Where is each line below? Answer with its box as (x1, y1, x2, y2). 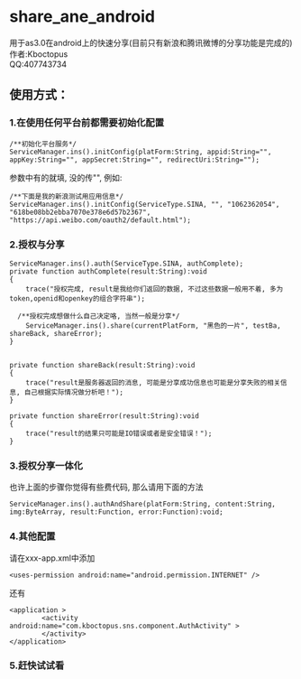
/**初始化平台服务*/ (9, 139, 78, 148)
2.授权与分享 (9, 237, 65, 250)
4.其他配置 (9, 530, 56, 543)
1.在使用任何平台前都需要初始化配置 (9, 116, 165, 129)
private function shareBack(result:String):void (9, 360, 196, 369)
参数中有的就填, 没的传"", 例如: (9, 172, 123, 182)
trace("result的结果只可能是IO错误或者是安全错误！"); (25, 429, 213, 438)
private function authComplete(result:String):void (9, 266, 207, 276)
